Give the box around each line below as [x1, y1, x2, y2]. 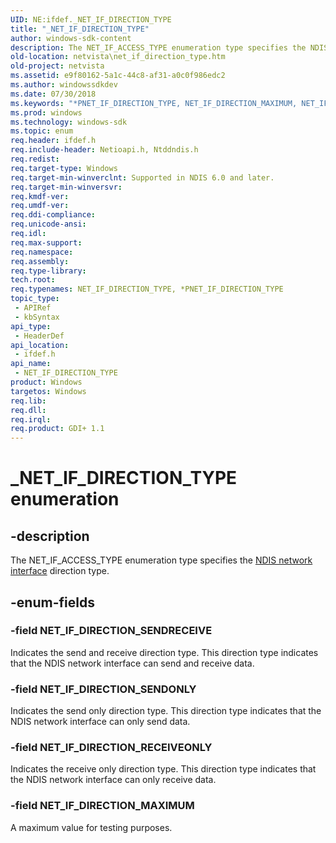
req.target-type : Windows [10, 163, 118, 173]
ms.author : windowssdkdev [10, 80, 118, 90]
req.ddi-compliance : [10, 210, 97, 220]
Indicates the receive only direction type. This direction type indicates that [10, 763, 317, 775]
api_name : [10, 359, 52, 369]
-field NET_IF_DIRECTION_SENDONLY [10, 682, 197, 696]
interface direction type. [10, 565, 110, 577]
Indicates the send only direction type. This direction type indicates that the [10, 705, 322, 717]
